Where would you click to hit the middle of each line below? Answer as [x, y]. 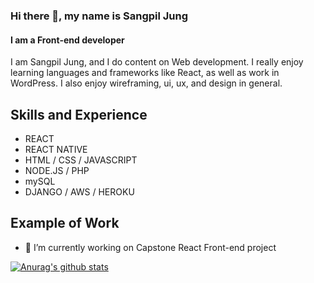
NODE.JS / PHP [57, 170]
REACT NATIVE [56, 149]
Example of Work [65, 223]
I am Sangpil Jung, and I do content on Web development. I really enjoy [157, 62]
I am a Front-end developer [67, 40]
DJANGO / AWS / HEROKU [79, 191]
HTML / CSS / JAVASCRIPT [81, 160]
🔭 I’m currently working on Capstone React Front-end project [150, 247]
